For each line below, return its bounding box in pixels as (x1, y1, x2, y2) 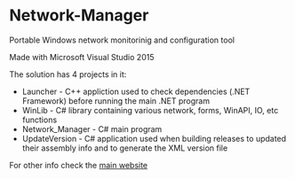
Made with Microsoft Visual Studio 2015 (9, 51, 155, 62)
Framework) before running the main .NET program (21, 95, 211, 106)
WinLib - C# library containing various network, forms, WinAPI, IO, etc (21, 105, 279, 115)
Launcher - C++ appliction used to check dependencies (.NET (21, 86, 251, 97)
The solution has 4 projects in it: (9, 68, 127, 80)
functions (21, 114, 58, 125)
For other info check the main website (9, 160, 148, 170)
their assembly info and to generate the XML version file (21, 143, 228, 153)
